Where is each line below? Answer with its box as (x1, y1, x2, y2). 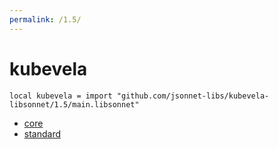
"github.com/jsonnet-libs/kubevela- (116, 91, 270, 101)
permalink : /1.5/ (9, 14, 82, 25)
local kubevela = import (9, 91, 113, 101)
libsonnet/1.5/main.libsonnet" (9, 99, 140, 110)
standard (23, 127, 62, 140)
